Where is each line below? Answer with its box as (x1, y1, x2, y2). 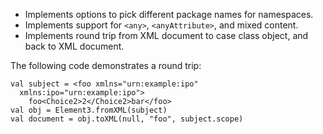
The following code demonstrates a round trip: (10, 60, 202, 71)
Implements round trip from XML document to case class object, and (24, 30, 309, 41)
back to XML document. (24, 40, 125, 52)
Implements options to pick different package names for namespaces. (24, 9, 314, 20)
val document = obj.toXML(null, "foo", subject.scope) (10, 114, 244, 124)
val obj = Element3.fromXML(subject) (10, 105, 168, 115)
